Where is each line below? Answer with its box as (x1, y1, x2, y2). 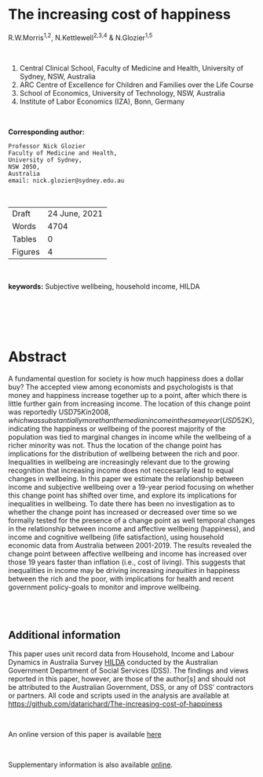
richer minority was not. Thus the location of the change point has (8, 440, 222, 450)
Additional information (8, 628, 121, 641)
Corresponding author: (8, 127, 85, 137)
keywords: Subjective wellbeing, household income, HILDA (8, 281, 200, 291)
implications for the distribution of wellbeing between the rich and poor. (8, 449, 239, 458)
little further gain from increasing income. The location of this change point (8, 399, 251, 408)
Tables (12, 233, 37, 244)
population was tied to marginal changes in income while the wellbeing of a (8, 432, 251, 441)
